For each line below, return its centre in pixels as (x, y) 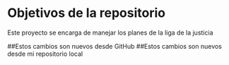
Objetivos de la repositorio (87, 13)
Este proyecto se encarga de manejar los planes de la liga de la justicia (110, 32)
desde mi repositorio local (45, 54)
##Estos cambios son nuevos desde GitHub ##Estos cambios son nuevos (115, 46)
